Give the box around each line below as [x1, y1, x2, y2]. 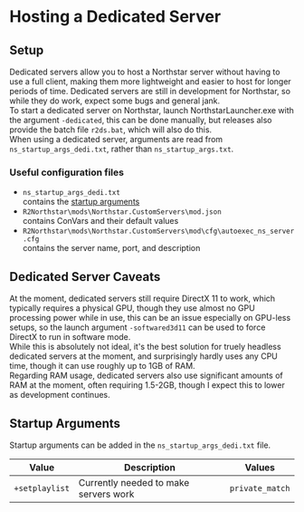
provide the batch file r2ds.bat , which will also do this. [9, 124, 213, 135]
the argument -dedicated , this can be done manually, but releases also [9, 115, 272, 125]
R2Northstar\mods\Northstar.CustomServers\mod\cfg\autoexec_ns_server [22, 227, 295, 237]
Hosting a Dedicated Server [9, 6, 222, 27]
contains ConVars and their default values [22, 216, 179, 227]
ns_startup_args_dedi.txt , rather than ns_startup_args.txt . [9, 143, 234, 154]
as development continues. [9, 390, 110, 401]
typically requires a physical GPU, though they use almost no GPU [9, 303, 255, 314]
